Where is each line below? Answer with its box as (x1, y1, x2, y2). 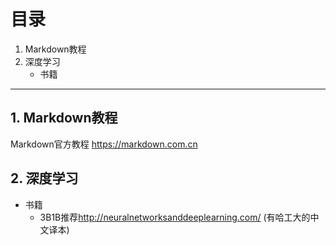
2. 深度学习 (10, 170, 79, 187)
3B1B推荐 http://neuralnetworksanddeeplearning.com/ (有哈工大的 (39, 211, 311, 223)
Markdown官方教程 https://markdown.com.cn (10, 138, 198, 150)
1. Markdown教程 (10, 110, 118, 127)
